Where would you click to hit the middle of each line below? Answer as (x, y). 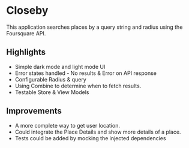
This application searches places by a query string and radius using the (94, 27)
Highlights (26, 52)
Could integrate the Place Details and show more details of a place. (98, 132)
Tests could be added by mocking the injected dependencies (90, 138)
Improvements (34, 111)
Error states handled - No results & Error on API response (86, 73)
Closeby (27, 10)
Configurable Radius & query (51, 79)
